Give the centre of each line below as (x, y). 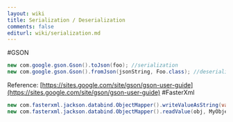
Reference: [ (25, 85)
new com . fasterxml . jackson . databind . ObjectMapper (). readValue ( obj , (107, 112)
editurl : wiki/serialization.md (54, 33)
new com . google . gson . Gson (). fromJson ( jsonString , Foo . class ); (99, 72)
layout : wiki (26, 14)
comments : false (31, 26)
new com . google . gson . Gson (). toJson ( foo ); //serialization (93, 66)
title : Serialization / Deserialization (67, 20)
